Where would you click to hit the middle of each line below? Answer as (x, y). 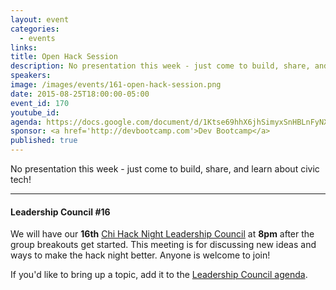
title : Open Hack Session (64, 57)
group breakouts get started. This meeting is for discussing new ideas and (163, 245)
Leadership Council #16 (60, 212)
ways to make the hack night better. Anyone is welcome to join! (140, 255)
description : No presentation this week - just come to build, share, (160, 66)
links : (24, 47)
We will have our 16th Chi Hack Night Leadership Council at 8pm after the (162, 234)
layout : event (40, 19)
